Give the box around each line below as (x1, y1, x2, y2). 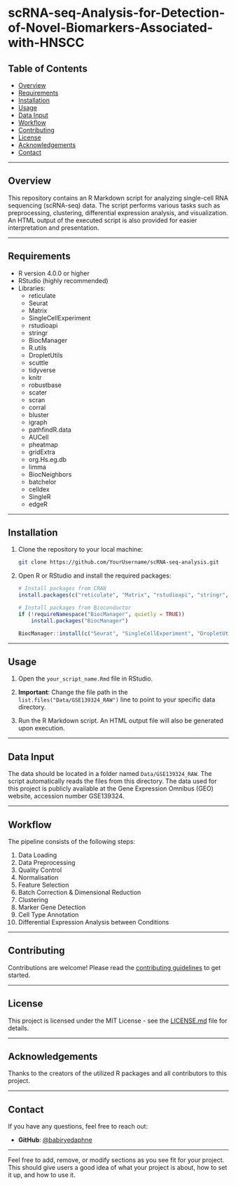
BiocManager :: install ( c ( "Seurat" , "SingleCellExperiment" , (18, 629, 195, 637)
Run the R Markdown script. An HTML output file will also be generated (18, 716, 223, 725)
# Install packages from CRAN (18, 585, 107, 592)
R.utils (28, 343, 47, 352)
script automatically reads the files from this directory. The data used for (8, 777, 217, 786)
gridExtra (28, 447, 55, 456)
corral (28, 403, 46, 411)
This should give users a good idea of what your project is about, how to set (8, 1164, 228, 1172)
